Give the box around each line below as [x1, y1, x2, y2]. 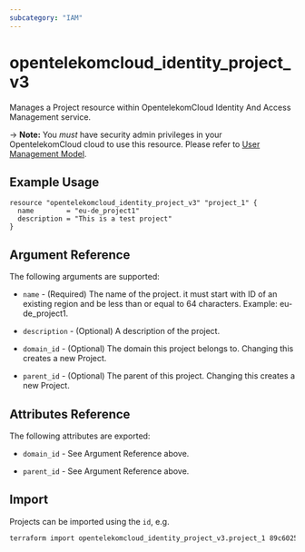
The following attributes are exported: [9, 430, 151, 441]
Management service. [9, 111, 92, 123]
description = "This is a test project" [17, 214, 172, 223]
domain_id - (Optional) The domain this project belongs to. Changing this [22, 343, 294, 354]
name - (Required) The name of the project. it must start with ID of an [22, 289, 278, 300]
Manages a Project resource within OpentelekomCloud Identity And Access [9, 102, 291, 113]
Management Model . [9, 148, 87, 159]
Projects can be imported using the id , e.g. [9, 516, 170, 527]
